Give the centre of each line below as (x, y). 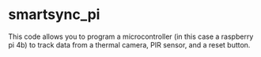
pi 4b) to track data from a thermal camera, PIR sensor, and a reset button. (129, 44)
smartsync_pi (54, 15)
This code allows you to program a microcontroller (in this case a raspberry (131, 36)
